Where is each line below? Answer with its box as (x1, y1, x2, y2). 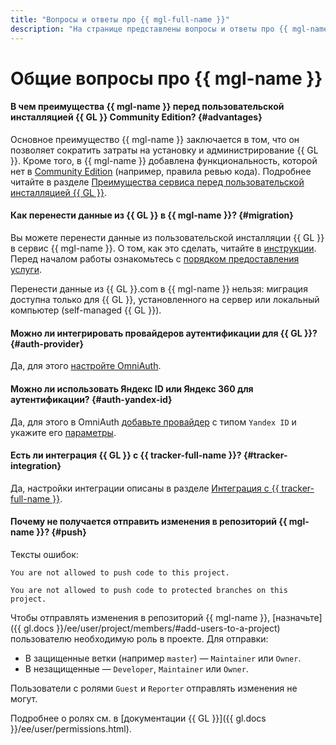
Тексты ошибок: (10, 548, 79, 560)
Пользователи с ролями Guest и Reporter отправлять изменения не (10, 682, 298, 694)
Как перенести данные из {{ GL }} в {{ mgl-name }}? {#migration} (10, 209, 294, 221)
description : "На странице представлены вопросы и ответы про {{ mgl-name (10, 24, 329, 34)
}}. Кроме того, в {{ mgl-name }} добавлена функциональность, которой (10, 154, 318, 166)
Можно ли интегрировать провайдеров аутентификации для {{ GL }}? (10, 327, 318, 339)
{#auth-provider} (10, 337, 85, 350)
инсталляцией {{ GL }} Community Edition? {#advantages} (10, 111, 263, 123)
